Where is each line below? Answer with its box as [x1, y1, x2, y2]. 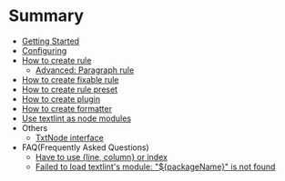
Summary [8, 5, 84, 26]
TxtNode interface [35, 132, 104, 143]
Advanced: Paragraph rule [35, 65, 135, 75]
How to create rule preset [21, 84, 118, 95]
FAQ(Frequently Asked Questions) [21, 142, 149, 153]
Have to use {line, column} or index [35, 151, 168, 162]
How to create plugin [21, 93, 101, 105]
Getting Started [21, 35, 79, 46]
